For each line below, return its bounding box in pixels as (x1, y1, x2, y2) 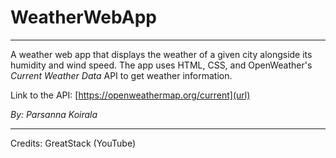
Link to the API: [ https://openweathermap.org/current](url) (10, 89, 251, 101)
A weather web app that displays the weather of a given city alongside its (10, 48, 313, 60)
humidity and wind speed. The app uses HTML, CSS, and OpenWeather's (10, 59, 313, 71)
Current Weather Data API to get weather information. (10, 69, 233, 81)
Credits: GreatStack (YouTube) (10, 137, 136, 149)
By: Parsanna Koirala (10, 108, 98, 120)
